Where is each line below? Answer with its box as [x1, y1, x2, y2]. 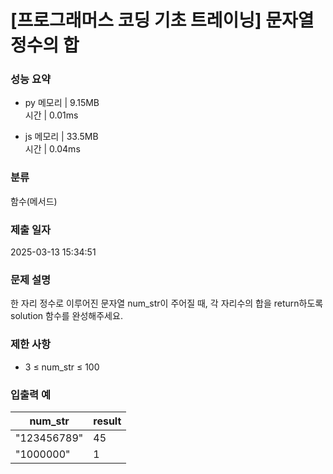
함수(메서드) [10, 195, 58, 207]
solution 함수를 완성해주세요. [10, 310, 123, 322]
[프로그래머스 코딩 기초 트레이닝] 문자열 [10, 9, 315, 32]
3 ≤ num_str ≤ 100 [24, 361, 100, 373]
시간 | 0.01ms [24, 109, 79, 121]
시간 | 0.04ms [24, 143, 81, 155]
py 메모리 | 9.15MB [24, 97, 100, 109]
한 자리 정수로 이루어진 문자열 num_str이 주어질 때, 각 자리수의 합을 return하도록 [10, 297, 324, 310]
